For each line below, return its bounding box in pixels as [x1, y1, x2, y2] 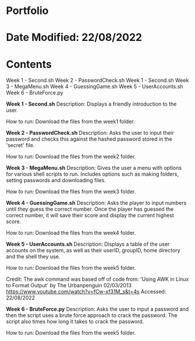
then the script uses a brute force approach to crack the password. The [6, 312, 178, 319]
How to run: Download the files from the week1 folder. [6, 118, 135, 125]
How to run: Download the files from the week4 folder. [6, 229, 136, 236]
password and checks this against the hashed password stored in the [6, 135, 173, 142]
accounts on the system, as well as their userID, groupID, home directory [6, 247, 180, 254]
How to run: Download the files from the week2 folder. [6, 153, 136, 160]
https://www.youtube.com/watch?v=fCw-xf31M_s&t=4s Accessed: [6, 288, 166, 295]
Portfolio [6, 4, 49, 18]
